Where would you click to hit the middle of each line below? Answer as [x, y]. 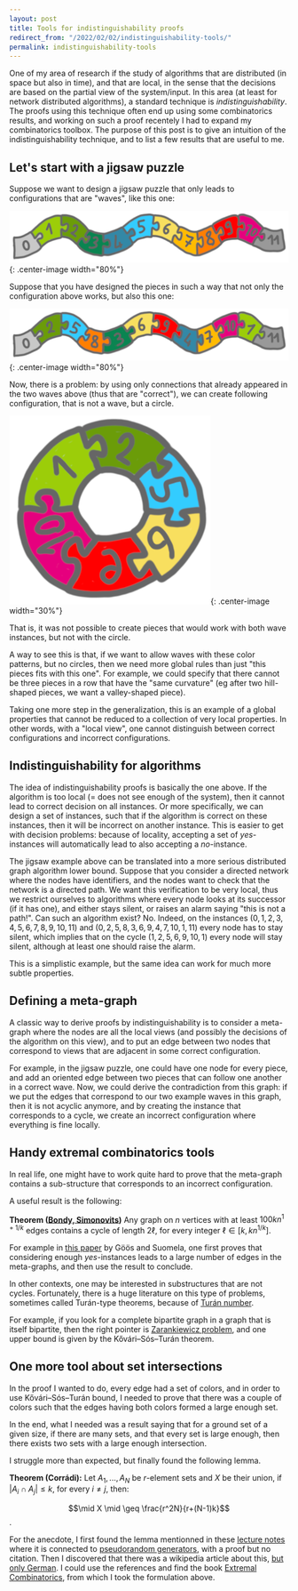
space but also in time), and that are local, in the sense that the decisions [143, 83]
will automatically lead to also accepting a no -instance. [147, 844]
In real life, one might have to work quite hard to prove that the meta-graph [145, 1174]
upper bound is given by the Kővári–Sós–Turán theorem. [112, 1338]
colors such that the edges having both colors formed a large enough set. [144, 1407]
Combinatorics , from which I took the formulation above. [112, 1578]
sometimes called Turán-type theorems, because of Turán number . [132, 1302]
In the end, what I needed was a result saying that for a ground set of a [139, 1424]
